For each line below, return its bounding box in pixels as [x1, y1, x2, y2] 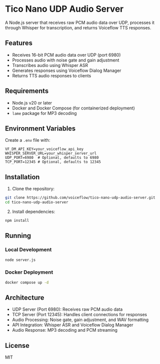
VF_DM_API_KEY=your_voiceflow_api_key [5, 147, 84, 152]
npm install [5, 218, 29, 223]
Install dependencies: [12, 209, 55, 214]
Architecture [5, 293, 45, 301]
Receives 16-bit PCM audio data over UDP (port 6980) [12, 52, 121, 58]
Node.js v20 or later [12, 100, 53, 106]
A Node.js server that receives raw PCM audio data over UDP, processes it [5, 20, 155, 25]
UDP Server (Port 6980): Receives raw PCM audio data [12, 306, 123, 312]
